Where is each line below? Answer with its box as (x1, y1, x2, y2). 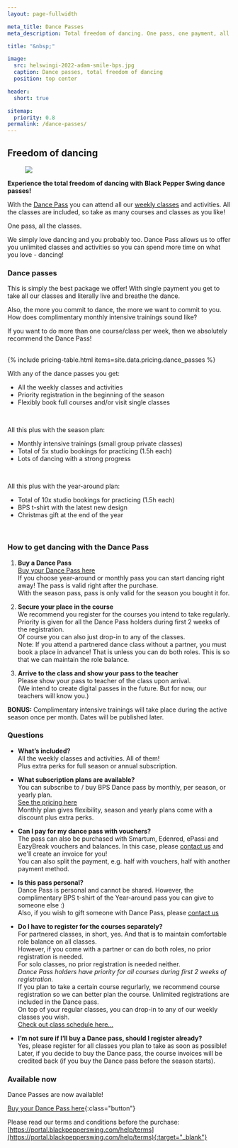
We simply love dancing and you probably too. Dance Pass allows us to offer (7, 235, 231, 243)
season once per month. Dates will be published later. (7, 712, 164, 721)
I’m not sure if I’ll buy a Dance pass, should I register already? (17, 1034, 203, 1042)
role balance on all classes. (17, 937, 97, 946)
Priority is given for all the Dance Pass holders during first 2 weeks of (17, 617, 220, 626)
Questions (7, 730, 44, 740)
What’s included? (17, 746, 71, 755)
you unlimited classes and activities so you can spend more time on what (7, 243, 221, 251)
